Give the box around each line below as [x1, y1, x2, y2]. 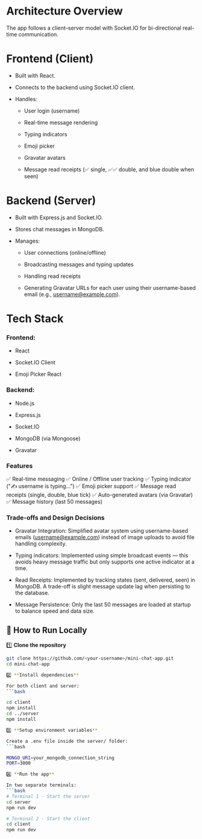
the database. [14, 589, 49, 597]
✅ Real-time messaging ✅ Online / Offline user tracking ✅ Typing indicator [6, 475, 192, 482]
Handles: [14, 95, 37, 102]
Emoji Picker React [14, 370, 62, 378]
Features [6, 461, 33, 470]
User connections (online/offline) [24, 249, 107, 256]
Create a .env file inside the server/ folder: [6, 738, 128, 744]
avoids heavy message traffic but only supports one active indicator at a [14, 558, 195, 565]
